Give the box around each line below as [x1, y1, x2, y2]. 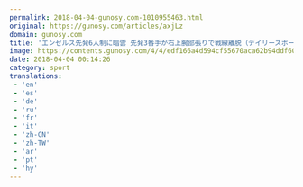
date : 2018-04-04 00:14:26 [9, 55, 111, 64]
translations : [9, 72, 63, 81]
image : [9, 47, 34, 56]
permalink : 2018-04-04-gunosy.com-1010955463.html [9, 13, 204, 22]
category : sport [9, 64, 70, 73]
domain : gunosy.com [9, 30, 83, 39]
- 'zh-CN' [13, 130, 50, 139]
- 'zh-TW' [13, 138, 50, 147]
